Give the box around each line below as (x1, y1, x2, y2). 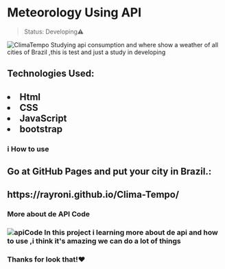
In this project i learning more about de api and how (44, 228, 218, 238)
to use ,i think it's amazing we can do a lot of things (7, 236, 181, 246)
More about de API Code (7, 209, 91, 219)
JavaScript (19, 112, 67, 124)
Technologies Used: (7, 68, 95, 79)
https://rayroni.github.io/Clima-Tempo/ (7, 189, 180, 201)
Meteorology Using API (7, 5, 142, 21)
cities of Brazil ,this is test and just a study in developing (7, 48, 166, 56)
